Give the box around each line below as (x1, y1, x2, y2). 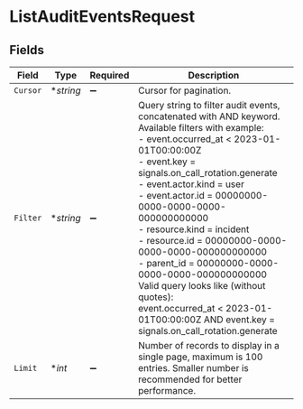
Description (188, 70, 240, 81)
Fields (9, 42, 45, 58)
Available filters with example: (138, 122, 264, 134)
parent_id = (146, 257, 196, 269)
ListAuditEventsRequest (9, 6, 196, 27)
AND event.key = (203, 313, 275, 326)
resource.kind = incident (146, 223, 250, 236)
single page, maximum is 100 (138, 350, 263, 363)
